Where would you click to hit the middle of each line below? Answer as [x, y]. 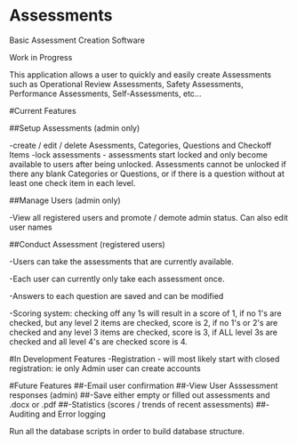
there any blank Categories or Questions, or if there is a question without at [147, 174]
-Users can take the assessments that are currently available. [121, 261]
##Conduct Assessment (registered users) [88, 244]
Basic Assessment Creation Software [77, 40]
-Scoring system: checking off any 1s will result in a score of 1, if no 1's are [145, 313]
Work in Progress [41, 57]
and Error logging [74, 414]
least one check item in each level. [72, 182]
